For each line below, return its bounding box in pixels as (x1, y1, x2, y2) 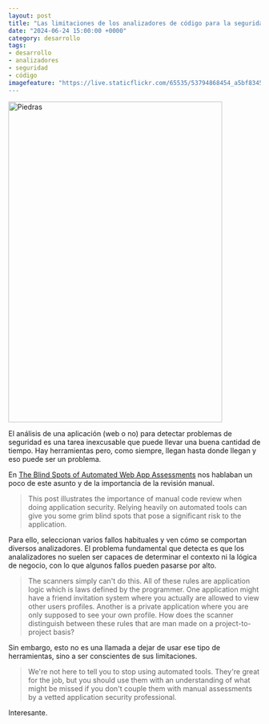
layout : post (8, 11, 52, 20)
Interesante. (8, 707, 48, 718)
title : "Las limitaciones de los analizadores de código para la (8, 19, 231, 27)
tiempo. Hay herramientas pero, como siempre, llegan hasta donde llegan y (8, 446, 257, 455)
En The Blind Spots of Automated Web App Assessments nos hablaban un (8, 470, 253, 479)
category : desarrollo (8, 34, 81, 42)
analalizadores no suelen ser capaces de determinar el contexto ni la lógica (8, 552, 258, 561)
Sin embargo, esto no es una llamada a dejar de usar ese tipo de (8, 642, 221, 652)
